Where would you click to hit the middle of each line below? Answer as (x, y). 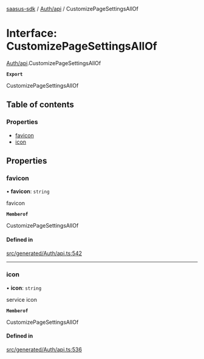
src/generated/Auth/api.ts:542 (44, 253)
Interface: (32, 33)
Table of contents (40, 105)
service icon (22, 299)
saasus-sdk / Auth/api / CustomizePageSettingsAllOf (72, 9)
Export (15, 74)
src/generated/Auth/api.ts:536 (44, 350)
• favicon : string (28, 192)
